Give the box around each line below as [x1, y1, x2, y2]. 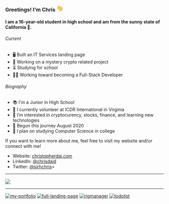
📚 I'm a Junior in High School [12, 99, 74, 106]
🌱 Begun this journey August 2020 [12, 123, 84, 129]
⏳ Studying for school [12, 65, 58, 71]
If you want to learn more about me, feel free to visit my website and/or [5, 138, 152, 144]
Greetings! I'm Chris [5, 6, 56, 13]
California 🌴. [5, 24, 32, 30]
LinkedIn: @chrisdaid [12, 159, 56, 165]
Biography [5, 83, 27, 89]
